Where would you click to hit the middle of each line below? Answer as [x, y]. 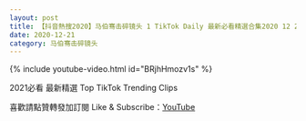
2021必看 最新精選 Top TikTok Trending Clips [94, 88]
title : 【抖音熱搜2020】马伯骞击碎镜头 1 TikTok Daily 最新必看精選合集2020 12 [150, 26]
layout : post [34, 18]
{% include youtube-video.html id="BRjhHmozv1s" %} [111, 69]
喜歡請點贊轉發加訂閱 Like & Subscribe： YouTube [102, 107]
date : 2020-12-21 [42, 35]
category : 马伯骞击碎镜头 [54, 43]
